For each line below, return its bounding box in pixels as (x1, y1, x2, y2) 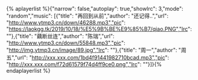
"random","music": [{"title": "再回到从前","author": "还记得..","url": (6, 12, 168, 19)
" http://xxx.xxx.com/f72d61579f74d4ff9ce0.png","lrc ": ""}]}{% (6, 61, 162, 68)
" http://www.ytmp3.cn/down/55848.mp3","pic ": (6, 39, 125, 46)
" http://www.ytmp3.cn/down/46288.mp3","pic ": (6, 19, 126, 26)
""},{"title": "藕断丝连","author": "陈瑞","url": (6, 32, 115, 40)
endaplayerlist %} (6, 67, 51, 74)
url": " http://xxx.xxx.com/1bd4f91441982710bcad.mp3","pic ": (17, 54, 170, 61)
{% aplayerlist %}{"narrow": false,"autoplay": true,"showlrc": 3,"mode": (6, 5, 183, 12)
